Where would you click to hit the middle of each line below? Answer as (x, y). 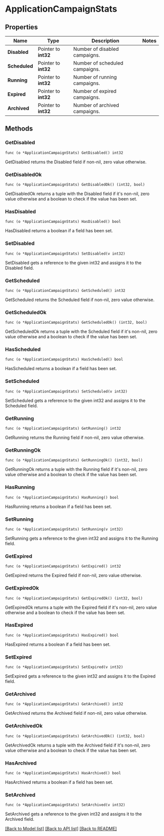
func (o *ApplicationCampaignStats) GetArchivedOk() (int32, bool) (75, 736)
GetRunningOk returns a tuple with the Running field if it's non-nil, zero (76, 469)
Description (105, 41)
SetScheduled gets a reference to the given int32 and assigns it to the (75, 400)
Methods (19, 129)
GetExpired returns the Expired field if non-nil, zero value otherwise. (74, 575)
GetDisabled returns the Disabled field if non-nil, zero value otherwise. (76, 162)
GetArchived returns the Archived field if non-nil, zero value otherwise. (76, 713)
